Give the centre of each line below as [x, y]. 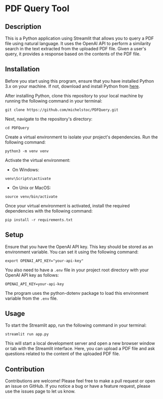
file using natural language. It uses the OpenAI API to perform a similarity [78, 44]
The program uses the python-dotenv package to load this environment [77, 293]
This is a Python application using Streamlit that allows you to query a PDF [80, 38]
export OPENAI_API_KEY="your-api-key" [44, 261]
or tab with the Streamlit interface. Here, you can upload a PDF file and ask [80, 349]
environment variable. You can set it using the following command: [72, 252]
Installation [22, 69]
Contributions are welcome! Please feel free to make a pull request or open [80, 381]
